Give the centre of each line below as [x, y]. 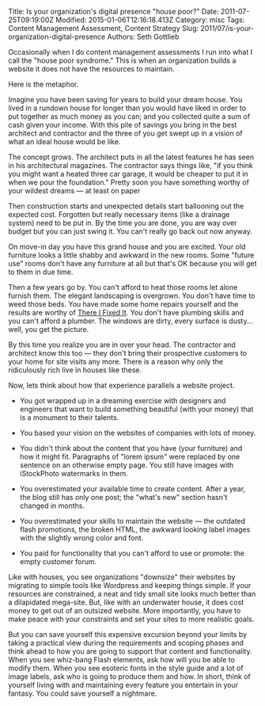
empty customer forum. [58, 561]
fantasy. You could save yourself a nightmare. [83, 693]
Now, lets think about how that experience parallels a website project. [121, 385]
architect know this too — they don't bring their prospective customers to [128, 353]
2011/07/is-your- [227, 28]
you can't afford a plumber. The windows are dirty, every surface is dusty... [131, 321]
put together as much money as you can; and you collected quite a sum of [129, 116]
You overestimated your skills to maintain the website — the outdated [132, 521]
